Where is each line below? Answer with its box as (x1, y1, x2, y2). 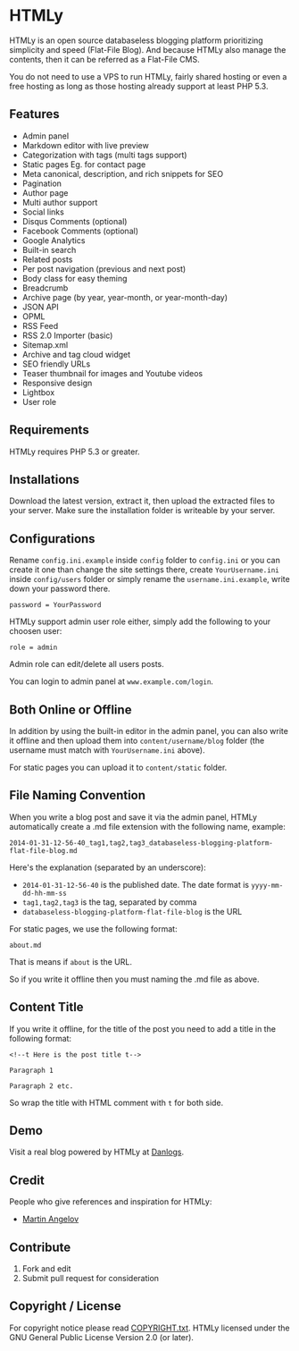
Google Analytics (21, 234, 86, 246)
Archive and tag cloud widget (21, 349, 131, 359)
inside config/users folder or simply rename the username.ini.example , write (9, 574, 290, 585)
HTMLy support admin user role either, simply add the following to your (9, 616, 271, 627)
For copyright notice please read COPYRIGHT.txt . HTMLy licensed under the (9, 1322, 290, 1333)
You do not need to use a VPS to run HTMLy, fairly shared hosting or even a (9, 71, 287, 81)
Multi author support (21, 197, 98, 207)
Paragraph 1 (9, 1066, 54, 1075)
